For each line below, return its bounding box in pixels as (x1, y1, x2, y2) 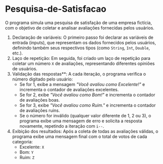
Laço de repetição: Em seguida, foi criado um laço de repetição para (12, 55, 151, 61)
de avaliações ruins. (19, 107, 60, 113)
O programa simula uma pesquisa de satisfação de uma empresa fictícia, (5, 20, 152, 26)
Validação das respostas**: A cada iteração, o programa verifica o (12, 71, 146, 77)
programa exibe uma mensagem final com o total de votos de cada (12, 134, 147, 139)
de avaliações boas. (19, 97, 60, 103)
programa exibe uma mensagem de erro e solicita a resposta (19, 118, 142, 124)
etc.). (12, 50, 23, 56)
